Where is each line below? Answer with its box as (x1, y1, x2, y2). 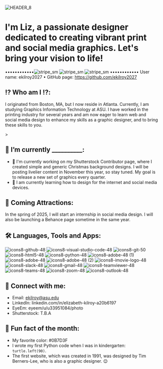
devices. (12, 184, 30, 190)
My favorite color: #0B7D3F (12, 337, 68, 343)
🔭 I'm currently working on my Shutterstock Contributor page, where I (12, 159, 152, 164)
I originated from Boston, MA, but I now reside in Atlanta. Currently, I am (5, 101, 149, 107)
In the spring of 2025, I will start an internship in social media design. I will (5, 211, 153, 217)
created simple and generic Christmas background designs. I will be (12, 164, 149, 169)
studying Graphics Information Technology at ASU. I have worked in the (5, 106, 148, 112)
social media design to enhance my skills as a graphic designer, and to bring (5, 117, 158, 123)
